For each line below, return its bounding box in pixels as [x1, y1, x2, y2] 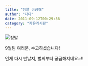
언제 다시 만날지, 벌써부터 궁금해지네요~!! [5, 56, 84, 62]
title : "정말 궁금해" [5, 7, 44, 12]
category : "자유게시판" [5, 21, 48, 26]
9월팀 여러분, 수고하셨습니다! [5, 45, 60, 51]
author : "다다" [5, 12, 34, 17]
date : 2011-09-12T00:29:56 [5, 16, 60, 21]
